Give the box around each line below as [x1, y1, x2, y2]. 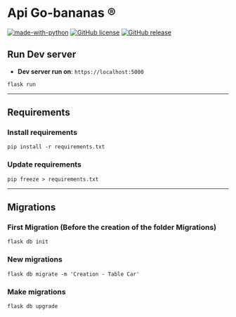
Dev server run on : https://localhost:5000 [17, 67, 144, 75]
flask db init [7, 238, 49, 245]
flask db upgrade [7, 303, 58, 310]
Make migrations [7, 287, 66, 297]
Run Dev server [7, 48, 77, 60]
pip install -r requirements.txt [7, 143, 105, 150]
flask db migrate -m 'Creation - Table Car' [7, 271, 140, 278]
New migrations [7, 254, 63, 264]
